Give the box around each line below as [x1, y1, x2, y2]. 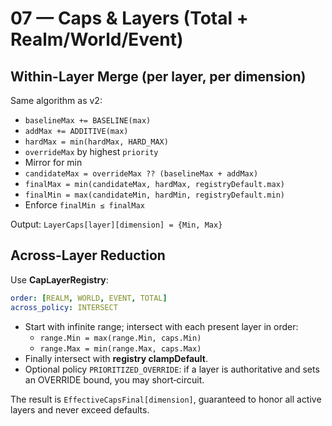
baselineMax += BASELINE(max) [24, 116, 152, 126]
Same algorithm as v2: [10, 95, 103, 106]
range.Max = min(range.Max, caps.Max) [39, 343, 202, 354]
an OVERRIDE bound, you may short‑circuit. [24, 373, 205, 386]
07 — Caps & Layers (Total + [10, 7, 249, 30]
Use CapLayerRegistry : [10, 273, 109, 286]
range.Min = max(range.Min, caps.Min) [39, 333, 202, 343]
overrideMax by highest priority [24, 146, 159, 157]
